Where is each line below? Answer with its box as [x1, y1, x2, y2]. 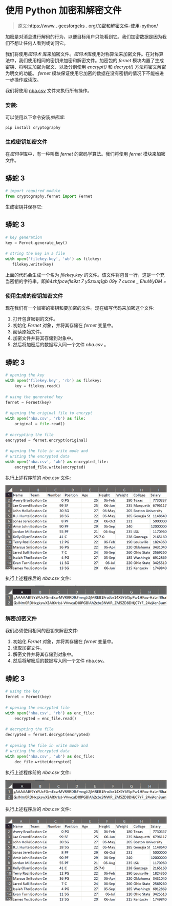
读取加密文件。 [12, 645, 45, 651]
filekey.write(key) [12, 262, 54, 267]
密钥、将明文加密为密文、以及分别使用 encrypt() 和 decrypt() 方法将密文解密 [5, 64, 166, 70]
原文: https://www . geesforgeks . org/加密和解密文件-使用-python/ [17, 23, 158, 29]
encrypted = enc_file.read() [14, 716, 77, 721]
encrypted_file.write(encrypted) [14, 465, 86, 470]
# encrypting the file [5, 432, 54, 437]
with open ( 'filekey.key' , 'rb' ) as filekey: [5, 378, 102, 383]
